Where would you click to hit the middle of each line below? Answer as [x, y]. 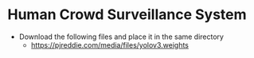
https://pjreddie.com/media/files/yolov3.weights [109, 44]
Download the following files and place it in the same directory [121, 37]
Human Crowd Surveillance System [127, 15]
